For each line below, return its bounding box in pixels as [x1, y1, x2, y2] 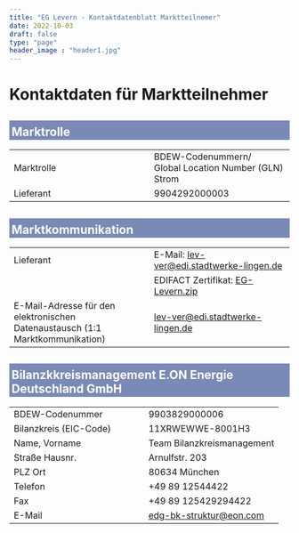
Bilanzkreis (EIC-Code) [13, 422, 111, 434]
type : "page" [9, 37, 58, 47]
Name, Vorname [13, 437, 82, 449]
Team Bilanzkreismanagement [148, 437, 275, 449]
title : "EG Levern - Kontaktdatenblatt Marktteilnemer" [9, 12, 221, 22]
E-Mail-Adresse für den [13, 299, 116, 311]
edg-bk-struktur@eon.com [148, 509, 264, 521]
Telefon [13, 480, 46, 492]
